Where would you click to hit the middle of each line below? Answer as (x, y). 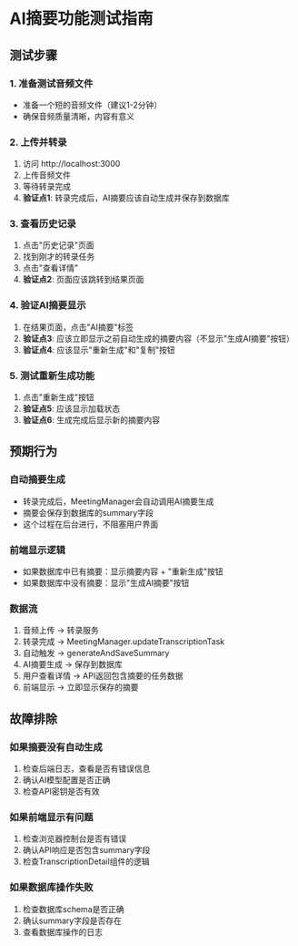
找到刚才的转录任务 (59, 257)
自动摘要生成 (38, 479)
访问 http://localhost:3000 (71, 164)
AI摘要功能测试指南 (81, 19)
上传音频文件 (46, 175)
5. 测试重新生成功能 (52, 375)
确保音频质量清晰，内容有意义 (78, 116)
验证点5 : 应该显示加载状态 (71, 409)
